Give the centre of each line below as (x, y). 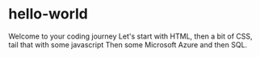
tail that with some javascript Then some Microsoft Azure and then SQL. (128, 44)
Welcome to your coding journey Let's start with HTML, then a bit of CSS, (130, 36)
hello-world (48, 14)
